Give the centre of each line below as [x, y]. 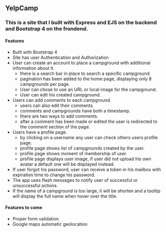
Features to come [24, 207]
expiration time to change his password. [54, 175]
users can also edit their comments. [57, 105]
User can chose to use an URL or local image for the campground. [88, 89]
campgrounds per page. [45, 84]
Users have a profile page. [40, 132]
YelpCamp [22, 8]
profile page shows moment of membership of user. [73, 153]
